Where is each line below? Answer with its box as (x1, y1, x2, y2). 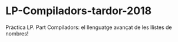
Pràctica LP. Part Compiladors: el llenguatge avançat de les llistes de (5, 24, 172, 31)
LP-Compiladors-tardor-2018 (5, 4, 151, 18)
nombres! (5, 30, 29, 37)
